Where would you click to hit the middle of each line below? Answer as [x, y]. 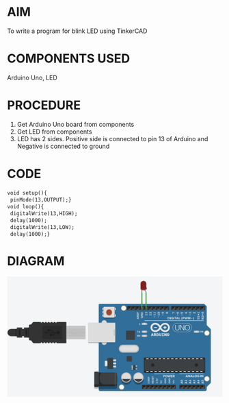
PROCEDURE [44, 105]
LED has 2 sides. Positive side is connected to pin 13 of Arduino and [112, 138]
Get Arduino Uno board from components [76, 124]
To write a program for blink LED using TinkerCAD [77, 31]
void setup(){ [27, 193]
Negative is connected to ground [63, 146]
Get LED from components [54, 132]
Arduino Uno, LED [32, 77]
